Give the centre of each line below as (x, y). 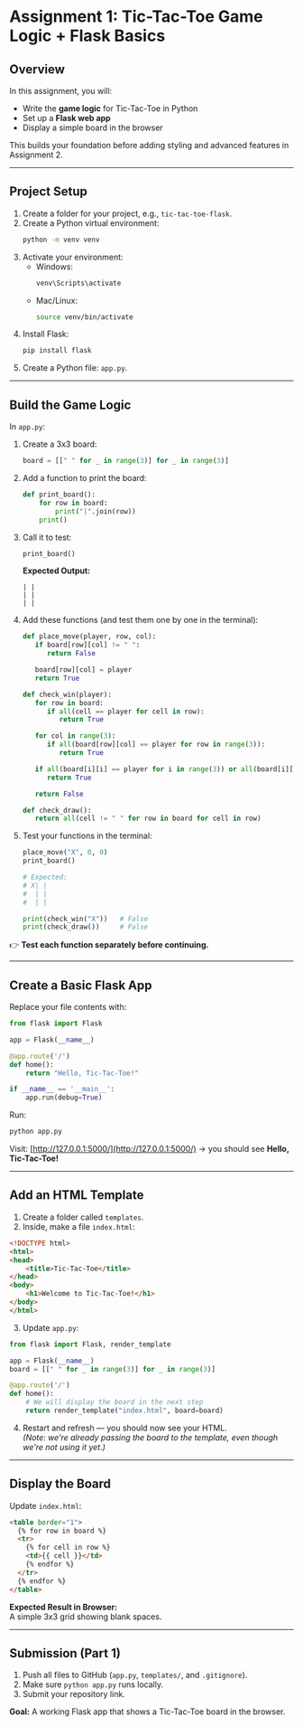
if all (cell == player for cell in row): (126, 712)
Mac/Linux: (57, 300)
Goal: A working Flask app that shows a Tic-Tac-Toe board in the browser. (147, 1712)
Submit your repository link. (74, 1694)
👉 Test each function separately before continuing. (109, 945)
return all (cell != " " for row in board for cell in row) (148, 819)
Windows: (55, 266)
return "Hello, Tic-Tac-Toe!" (83, 1073)
